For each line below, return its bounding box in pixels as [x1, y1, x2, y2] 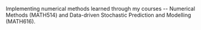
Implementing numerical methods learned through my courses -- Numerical [5, 5, 196, 12]
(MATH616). [5, 18, 36, 25]
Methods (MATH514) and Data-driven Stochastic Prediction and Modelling [5, 11, 191, 19]
